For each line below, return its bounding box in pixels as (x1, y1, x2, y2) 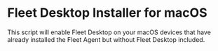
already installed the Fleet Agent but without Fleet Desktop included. (7, 35, 205, 43)
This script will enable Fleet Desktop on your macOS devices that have (7, 28, 212, 36)
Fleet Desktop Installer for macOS (7, 5, 207, 21)
